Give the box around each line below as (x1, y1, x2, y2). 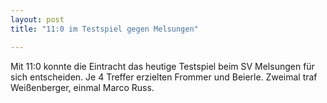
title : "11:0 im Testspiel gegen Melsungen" (10, 24, 199, 34)
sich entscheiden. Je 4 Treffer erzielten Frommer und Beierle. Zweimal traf (10, 71, 318, 83)
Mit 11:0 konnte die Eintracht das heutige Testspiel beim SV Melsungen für (10, 60, 315, 72)
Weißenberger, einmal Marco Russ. (10, 81, 155, 93)
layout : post (10, 14, 65, 25)
